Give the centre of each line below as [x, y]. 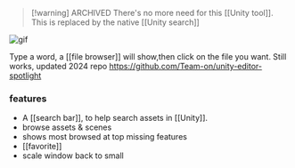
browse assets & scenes [67, 127]
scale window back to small [73, 156]
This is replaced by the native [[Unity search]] [115, 22]
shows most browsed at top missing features [104, 137]
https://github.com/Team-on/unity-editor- [186, 66]
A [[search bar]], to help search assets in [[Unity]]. [115, 118]
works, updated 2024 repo [58, 66]
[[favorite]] [42, 147]
